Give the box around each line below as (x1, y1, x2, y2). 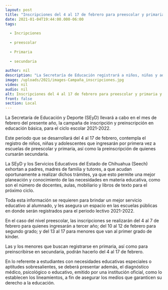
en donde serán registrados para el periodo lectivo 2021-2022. (5, 208, 135, 214)
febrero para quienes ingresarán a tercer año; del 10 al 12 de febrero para (5, 223, 156, 229)
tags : (5, 21, 16, 27)
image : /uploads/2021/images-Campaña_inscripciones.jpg (5, 77, 124, 82)
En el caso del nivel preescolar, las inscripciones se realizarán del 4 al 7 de (5, 218, 159, 224)
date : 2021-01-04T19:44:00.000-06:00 (5, 17, 84, 22)
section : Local (5, 101, 37, 106)
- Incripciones (9, 31, 41, 36)
